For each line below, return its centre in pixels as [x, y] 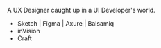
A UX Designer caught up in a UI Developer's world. [81, 10]
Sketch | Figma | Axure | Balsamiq [66, 23]
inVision [28, 31]
